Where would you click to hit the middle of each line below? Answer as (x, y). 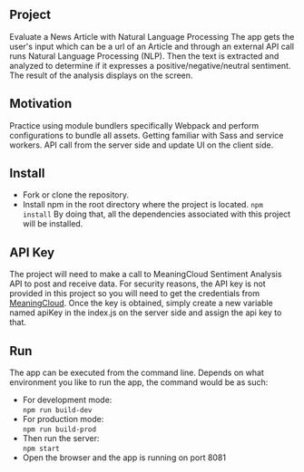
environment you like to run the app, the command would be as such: (139, 382)
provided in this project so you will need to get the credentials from (135, 294)
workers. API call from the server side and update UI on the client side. (142, 145)
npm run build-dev (57, 410)
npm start (41, 449)
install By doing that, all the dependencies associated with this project (157, 214)
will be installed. (53, 224)
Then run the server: (61, 438)
